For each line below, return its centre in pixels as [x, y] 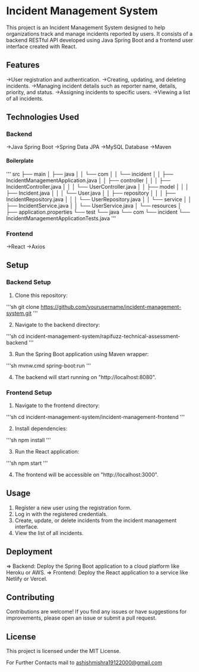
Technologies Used [42, 117]
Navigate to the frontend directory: [57, 405]
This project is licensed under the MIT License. [64, 651]
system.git [19, 313]
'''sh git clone [23, 307]
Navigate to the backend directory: [57, 324]
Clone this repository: [41, 295]
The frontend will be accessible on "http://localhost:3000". [86, 474]
